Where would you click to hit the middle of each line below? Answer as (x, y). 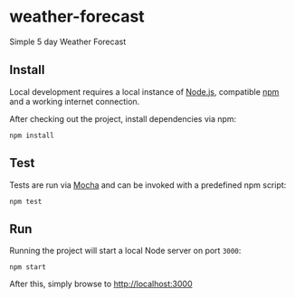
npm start (28, 267)
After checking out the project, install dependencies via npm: (123, 118)
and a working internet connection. (75, 101)
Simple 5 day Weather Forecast (68, 42)
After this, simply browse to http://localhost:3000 (101, 284)
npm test (26, 201)
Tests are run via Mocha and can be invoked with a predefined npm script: (148, 185)
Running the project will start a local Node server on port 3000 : (125, 251)
